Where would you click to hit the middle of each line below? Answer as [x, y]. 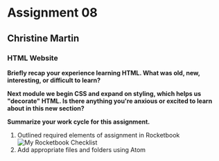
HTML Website [33, 58]
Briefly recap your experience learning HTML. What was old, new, [104, 73]
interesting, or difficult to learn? [54, 80]
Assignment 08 [53, 13]
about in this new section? [46, 108]
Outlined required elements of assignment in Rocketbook [98, 135]
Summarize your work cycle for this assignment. [79, 122]
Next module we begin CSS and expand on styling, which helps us [104, 93]
